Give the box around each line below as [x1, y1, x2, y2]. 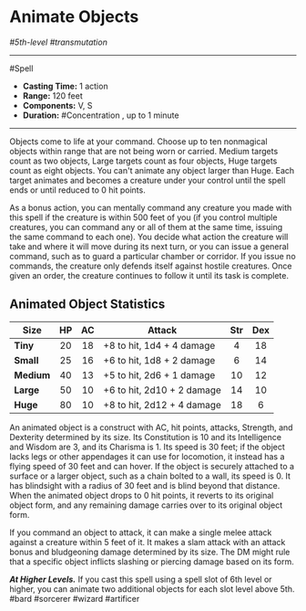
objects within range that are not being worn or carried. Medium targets [9, 145, 279, 156]
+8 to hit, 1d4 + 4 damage [103, 339, 216, 352]
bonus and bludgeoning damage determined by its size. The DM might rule [9, 546, 291, 557]
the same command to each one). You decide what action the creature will [9, 231, 289, 242]
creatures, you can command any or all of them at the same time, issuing [9, 221, 283, 232]
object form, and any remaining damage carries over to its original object [9, 500, 283, 511]
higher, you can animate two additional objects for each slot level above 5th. [9, 583, 295, 595]
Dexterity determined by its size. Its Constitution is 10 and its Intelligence [9, 431, 282, 442]
